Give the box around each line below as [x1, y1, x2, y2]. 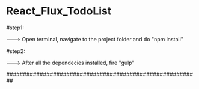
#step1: [6, 24, 24, 31]
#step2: [6, 47, 26, 55]
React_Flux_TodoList [6, 4, 112, 18]
